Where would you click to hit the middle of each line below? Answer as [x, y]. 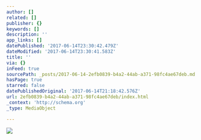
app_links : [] [24, 40]
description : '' [27, 35]
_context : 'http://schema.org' [46, 102]
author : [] [20, 12]
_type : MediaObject [31, 108]
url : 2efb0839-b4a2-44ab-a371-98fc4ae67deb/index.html [78, 97]
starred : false [26, 86]
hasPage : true [24, 80]
